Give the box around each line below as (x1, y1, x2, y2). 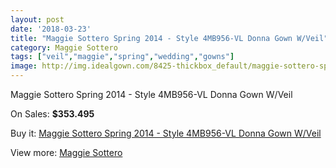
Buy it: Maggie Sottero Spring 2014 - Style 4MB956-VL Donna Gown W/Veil (10, 127, 322, 139)
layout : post (10, 14, 65, 25)
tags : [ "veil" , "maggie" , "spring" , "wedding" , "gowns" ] (10, 52, 235, 62)
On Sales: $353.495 (10, 108, 95, 120)
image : (10, 61, 38, 71)
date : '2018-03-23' (10, 24, 92, 34)
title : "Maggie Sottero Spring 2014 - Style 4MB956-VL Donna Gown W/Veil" (10, 33, 329, 43)
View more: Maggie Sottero (10, 147, 123, 158)
